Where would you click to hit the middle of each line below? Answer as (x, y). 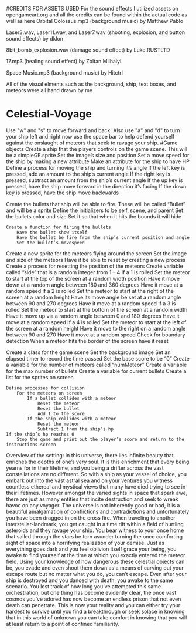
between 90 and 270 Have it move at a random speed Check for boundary (96, 335)
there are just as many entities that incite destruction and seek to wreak (92, 499)
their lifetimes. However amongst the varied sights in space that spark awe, (97, 493)
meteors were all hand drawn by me (49, 90)
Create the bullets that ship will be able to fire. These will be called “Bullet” (96, 204)
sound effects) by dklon (35, 38)
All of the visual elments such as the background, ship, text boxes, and (91, 84)
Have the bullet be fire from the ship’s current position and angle (103, 237)
